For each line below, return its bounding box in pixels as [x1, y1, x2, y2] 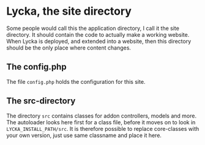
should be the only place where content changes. [6, 44, 132, 51]
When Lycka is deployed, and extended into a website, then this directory [6, 37, 192, 45]
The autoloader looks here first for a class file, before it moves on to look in [6, 118, 196, 126]
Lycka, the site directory [6, 4, 132, 18]
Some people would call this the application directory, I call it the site [6, 24, 179, 32]
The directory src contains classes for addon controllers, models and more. [6, 112, 197, 119]
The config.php [6, 62, 67, 72]
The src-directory [6, 96, 76, 106]
